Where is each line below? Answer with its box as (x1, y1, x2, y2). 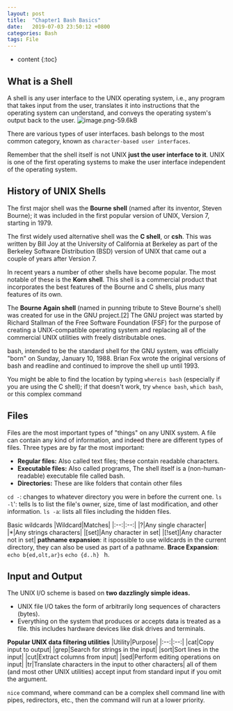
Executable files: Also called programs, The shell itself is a (17, 464, 186, 472)
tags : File (7, 36, 39, 43)
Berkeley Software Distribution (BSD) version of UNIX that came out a (7, 247, 207, 255)
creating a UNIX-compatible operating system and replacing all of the (7, 325, 207, 334)
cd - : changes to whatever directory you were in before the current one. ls (7, 492, 223, 501)
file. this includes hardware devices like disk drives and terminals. (17, 625, 206, 633)
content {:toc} (17, 55, 58, 63)
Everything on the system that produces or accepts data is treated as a (17, 617, 221, 625)
